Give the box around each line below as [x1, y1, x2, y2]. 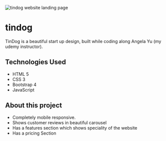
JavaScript [12, 87, 35, 93]
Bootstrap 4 [12, 82, 37, 88]
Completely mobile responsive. [12, 114, 76, 120]
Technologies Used [5, 58, 66, 66]
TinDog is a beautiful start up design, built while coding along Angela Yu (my [5, 38, 162, 44]
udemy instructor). [5, 44, 43, 49]
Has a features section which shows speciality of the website [12, 125, 138, 131]
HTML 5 [12, 71, 29, 77]
